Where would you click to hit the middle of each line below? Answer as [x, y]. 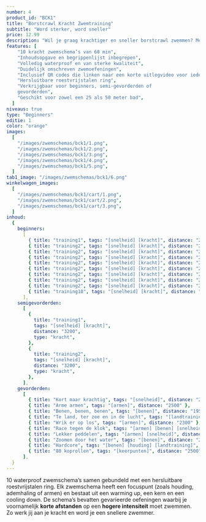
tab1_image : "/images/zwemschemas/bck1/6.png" [67, 178]
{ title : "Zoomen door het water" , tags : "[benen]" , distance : [111, 440]
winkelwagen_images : [33, 183]
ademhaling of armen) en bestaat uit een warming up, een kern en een [96, 493]
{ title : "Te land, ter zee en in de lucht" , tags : [96, 417]
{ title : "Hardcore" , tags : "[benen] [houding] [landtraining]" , [114, 445]
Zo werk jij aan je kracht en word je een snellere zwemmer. [81, 512]
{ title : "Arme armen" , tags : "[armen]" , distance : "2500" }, [109, 405]
